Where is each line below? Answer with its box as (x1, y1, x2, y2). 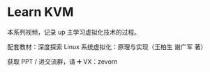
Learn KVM (7, 4, 74, 20)
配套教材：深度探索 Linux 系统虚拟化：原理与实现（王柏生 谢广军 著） (7, 42, 207, 51)
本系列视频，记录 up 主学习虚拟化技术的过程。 (7, 28, 141, 36)
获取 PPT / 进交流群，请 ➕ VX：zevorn (7, 57, 118, 66)
